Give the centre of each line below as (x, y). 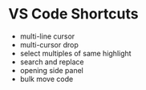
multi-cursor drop (49, 44)
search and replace (52, 62)
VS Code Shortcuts (73, 14)
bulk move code (47, 79)
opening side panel (52, 70)
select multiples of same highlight (75, 53)
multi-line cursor (47, 36)
